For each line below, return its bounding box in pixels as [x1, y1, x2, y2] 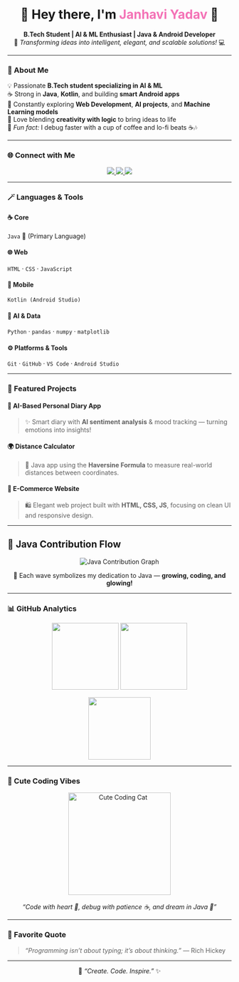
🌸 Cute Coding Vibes [7, 776, 80, 786]
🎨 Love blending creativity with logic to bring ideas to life [7, 115, 176, 124]
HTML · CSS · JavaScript [7, 264, 73, 273]
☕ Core [7, 213, 29, 222]
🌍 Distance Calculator [7, 442, 75, 451]
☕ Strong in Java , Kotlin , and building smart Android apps [7, 90, 180, 98]
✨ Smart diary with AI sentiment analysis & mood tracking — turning [24, 417, 228, 426]
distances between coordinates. [24, 468, 119, 477]
